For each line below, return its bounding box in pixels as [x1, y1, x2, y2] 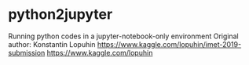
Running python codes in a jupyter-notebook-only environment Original [8, 31, 239, 41]
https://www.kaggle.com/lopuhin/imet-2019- [97, 39, 242, 49]
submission [8, 48, 46, 57]
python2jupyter [8, 5, 113, 23]
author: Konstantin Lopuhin [8, 39, 96, 49]
